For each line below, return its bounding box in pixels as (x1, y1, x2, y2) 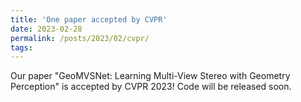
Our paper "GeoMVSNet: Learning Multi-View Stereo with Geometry (10, 70, 291, 82)
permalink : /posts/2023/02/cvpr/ (10, 33, 150, 43)
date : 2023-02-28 (10, 24, 83, 34)
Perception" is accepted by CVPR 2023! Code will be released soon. (10, 81, 292, 93)
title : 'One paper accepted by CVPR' (10, 14, 168, 25)
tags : (10, 42, 33, 53)
